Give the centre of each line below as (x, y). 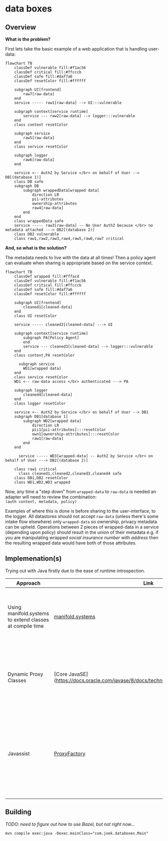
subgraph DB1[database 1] (41, 416)
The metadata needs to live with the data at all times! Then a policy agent (80, 258)
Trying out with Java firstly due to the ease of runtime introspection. (75, 571)
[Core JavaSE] (71, 674)
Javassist (19, 753)
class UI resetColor (35, 316)
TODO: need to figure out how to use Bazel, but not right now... (70, 824)
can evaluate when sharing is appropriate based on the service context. (79, 263)
